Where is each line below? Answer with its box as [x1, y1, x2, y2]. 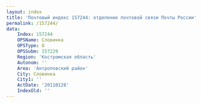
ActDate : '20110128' [17, 82, 69, 88]
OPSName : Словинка [17, 37, 64, 43]
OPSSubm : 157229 [17, 48, 59, 55]
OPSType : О [17, 43, 45, 49]
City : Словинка [17, 71, 56, 77]
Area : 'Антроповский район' [17, 65, 88, 71]
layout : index [6, 8, 43, 15]
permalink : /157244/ [6, 20, 59, 26]
